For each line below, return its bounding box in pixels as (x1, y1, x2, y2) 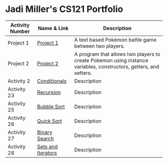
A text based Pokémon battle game (74, 36, 156, 43)
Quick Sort (37, 117, 62, 124)
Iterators (37, 149, 57, 156)
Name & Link (37, 24, 69, 31)
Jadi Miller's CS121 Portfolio (5, 3, 123, 15)
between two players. (74, 42, 125, 49)
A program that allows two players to (74, 50, 160, 57)
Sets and (37, 143, 58, 150)
